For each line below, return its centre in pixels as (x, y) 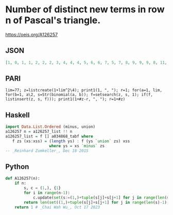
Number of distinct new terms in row (85, 9)
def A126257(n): (23, 179)
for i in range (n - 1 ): (47, 193)
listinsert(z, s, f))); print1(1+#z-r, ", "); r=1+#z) (65, 99)
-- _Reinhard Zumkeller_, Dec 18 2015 (47, 151)
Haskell (18, 115)
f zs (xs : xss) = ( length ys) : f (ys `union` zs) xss (71, 141)
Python (17, 167)
